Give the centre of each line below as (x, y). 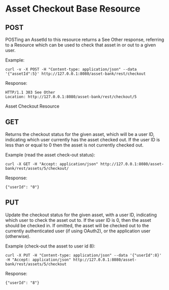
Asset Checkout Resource (32, 106)
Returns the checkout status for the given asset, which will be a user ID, (80, 134)
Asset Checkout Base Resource (73, 9)
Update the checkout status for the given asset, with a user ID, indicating (81, 215)
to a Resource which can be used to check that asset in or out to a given (80, 45)
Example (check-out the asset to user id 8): (50, 246)
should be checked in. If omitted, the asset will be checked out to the (77, 225)
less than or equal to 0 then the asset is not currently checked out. (74, 145)
